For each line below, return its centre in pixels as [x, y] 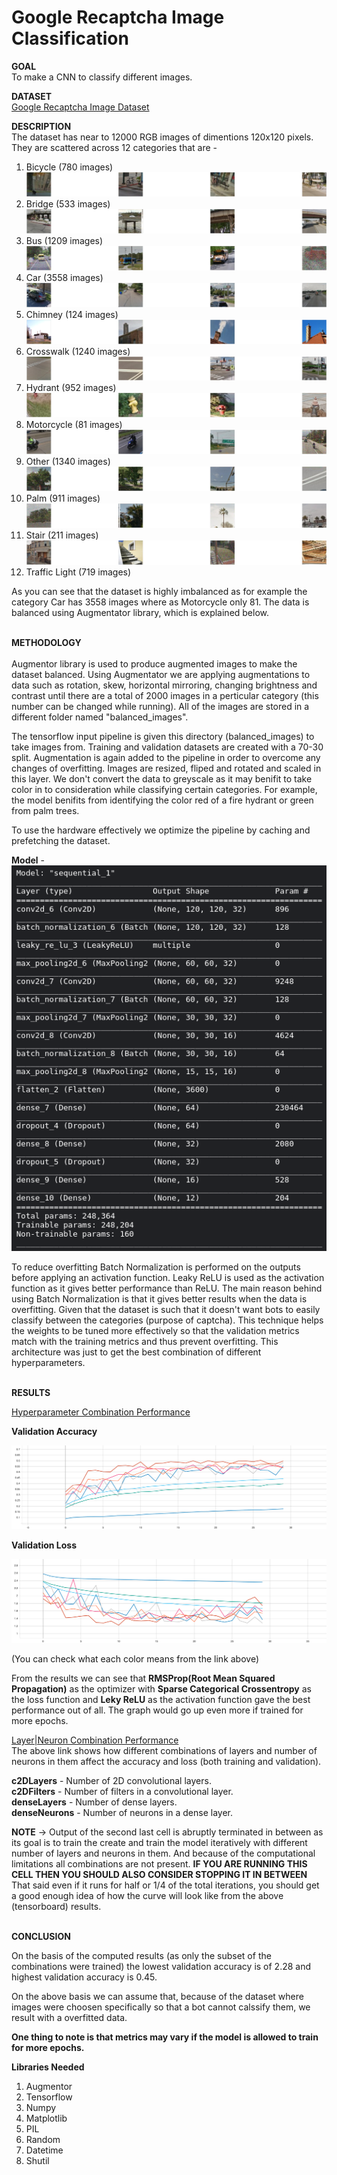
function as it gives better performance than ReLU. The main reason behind [167, 1288]
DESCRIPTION [41, 126]
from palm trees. [45, 811]
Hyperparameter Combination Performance [101, 1412]
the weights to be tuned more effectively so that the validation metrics [155, 1330]
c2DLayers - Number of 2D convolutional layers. [111, 1781]
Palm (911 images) [63, 498]
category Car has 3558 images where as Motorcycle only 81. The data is [160, 602]
